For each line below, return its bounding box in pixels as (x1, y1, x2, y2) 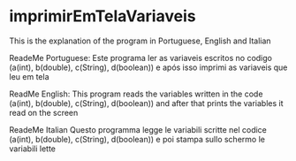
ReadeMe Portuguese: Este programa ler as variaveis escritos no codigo (9, 52, 272, 63)
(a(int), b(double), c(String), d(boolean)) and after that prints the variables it (9, 97, 284, 108)
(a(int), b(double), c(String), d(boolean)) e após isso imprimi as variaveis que (9, 62, 288, 73)
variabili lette (9, 143, 56, 154)
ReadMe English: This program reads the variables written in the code (9, 88, 263, 99)
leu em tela (9, 71, 49, 81)
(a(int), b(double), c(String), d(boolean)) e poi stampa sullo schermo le (9, 134, 265, 144)
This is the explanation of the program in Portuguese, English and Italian (9, 35, 271, 46)
